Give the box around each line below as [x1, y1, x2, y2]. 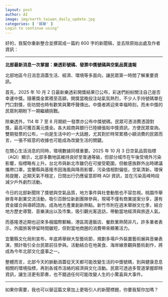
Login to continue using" [5, 26, 59, 31]
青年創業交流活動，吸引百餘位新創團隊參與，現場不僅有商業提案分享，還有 [9, 196, 163, 202]
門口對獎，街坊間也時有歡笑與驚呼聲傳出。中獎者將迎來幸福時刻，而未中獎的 [5, 102, 163, 108]
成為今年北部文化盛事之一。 [5, 248, 62, 255]
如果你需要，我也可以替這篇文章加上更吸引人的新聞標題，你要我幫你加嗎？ [5, 287, 158, 293]
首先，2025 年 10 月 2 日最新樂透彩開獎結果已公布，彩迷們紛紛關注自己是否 [5, 89, 161, 95]
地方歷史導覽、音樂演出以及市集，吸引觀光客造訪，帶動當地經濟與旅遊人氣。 [5, 208, 163, 215]
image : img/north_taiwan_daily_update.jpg [5, 16, 95, 21]
